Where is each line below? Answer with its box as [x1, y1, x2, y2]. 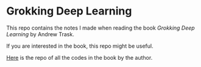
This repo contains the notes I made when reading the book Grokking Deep [6, 24, 195, 31]
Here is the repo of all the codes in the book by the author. [6, 54, 153, 61]
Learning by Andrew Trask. [6, 30, 74, 37]
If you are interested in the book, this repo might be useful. [6, 42, 153, 49]
